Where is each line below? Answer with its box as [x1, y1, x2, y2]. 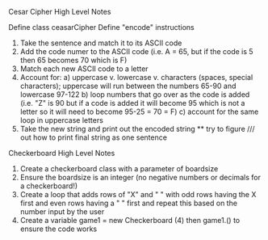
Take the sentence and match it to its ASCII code [19, 38, 182, 48]
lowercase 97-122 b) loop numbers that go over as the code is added [19, 90, 250, 99]
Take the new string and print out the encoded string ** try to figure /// [19, 124, 256, 133]
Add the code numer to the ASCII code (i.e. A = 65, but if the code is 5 [19, 47, 253, 56]
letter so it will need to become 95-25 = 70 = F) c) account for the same [19, 107, 259, 116]
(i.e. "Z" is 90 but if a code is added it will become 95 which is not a [19, 99, 245, 107]
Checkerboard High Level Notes [8, 149, 115, 158]
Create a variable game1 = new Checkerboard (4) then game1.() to [19, 216, 241, 225]
